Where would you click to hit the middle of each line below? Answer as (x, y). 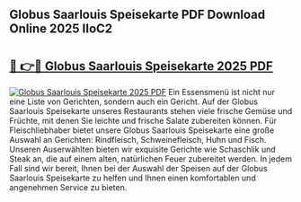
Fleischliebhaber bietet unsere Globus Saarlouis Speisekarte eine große (142, 130)
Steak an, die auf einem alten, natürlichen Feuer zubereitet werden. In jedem (150, 159)
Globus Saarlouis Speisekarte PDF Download (137, 15)
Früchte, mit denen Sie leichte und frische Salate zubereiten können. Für (143, 121)
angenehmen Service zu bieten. (68, 187)
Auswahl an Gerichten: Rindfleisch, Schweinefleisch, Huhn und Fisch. (138, 140)
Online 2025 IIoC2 (61, 29)
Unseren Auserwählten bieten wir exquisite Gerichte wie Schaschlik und (142, 149)
